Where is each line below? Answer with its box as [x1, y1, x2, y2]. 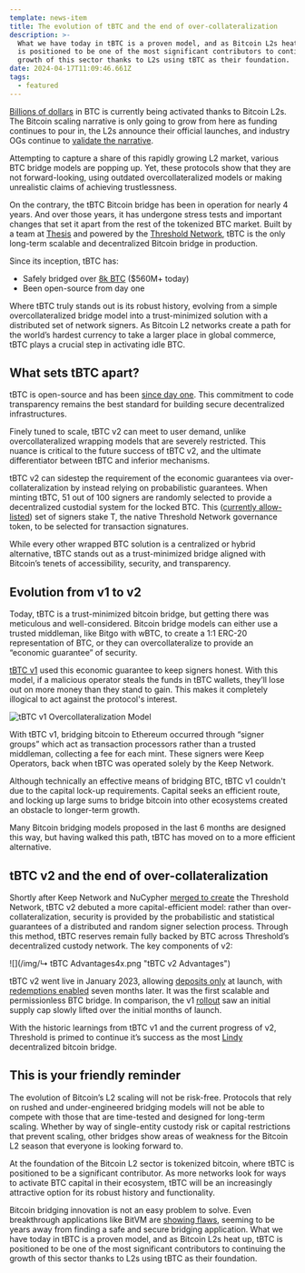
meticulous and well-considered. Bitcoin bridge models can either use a [9, 618, 279, 629]
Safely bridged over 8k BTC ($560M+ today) [22, 273, 190, 284]
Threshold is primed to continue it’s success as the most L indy [9, 1032, 243, 1043]
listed [9, 511, 30, 523]
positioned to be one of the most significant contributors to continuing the [9, 1243, 286, 1254]
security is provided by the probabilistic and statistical [72, 911, 275, 923]
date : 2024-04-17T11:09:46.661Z [9, 65, 132, 74]
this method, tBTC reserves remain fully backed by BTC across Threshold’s [9, 931, 290, 942]
